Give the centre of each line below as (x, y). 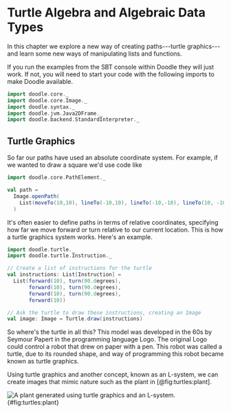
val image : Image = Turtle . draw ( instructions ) (75, 319)
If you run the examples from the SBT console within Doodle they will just (111, 67)
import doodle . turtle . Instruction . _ (59, 256)
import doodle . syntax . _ (41, 107)
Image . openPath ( (36, 196)
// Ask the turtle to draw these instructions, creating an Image (104, 313)
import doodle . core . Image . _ (47, 100)
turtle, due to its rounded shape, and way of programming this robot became (115, 354)
